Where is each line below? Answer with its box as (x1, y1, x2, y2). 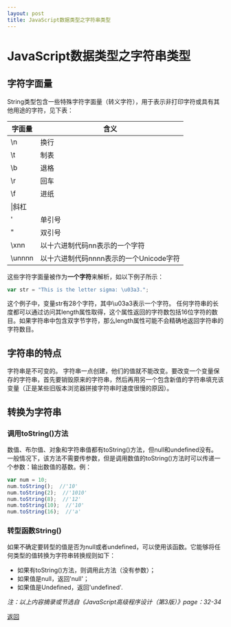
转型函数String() (7, 526, 62, 535)
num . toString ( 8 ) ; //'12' (7, 496, 81, 502)
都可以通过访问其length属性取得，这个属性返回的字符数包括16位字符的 (12, 308, 212, 317)
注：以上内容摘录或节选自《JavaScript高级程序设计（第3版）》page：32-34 (7, 598, 222, 606)
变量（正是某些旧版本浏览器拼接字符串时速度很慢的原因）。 (7, 384, 173, 392)
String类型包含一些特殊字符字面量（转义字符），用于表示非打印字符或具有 (7, 97, 214, 105)
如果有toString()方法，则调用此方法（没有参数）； (16, 566, 156, 575)
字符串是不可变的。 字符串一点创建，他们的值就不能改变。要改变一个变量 (7, 367, 214, 375)
